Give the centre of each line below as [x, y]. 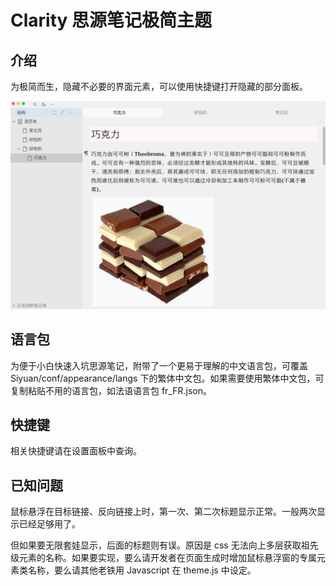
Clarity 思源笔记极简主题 [111, 20]
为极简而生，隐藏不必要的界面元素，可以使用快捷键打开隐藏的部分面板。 [159, 86]
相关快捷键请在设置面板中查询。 [76, 451]
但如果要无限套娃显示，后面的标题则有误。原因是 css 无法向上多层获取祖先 [164, 545]
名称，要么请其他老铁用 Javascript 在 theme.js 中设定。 [142, 570]
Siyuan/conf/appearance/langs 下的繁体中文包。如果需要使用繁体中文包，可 [167, 378]
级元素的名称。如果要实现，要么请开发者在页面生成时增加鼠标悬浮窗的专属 [163, 558]
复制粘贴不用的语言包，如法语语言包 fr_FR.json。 [111, 390]
